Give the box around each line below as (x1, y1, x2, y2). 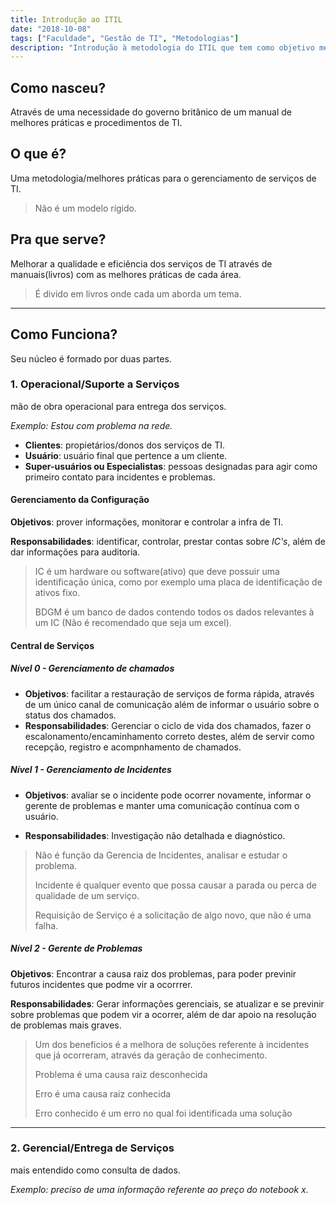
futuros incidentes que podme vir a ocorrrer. (10, 978, 193, 990)
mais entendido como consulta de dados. (10, 1164, 181, 1176)
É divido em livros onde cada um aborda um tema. (34, 287, 242, 300)
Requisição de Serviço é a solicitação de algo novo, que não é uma (34, 909, 312, 921)
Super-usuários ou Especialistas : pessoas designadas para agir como (24, 460, 318, 472)
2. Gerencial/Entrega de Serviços (10, 1141, 175, 1155)
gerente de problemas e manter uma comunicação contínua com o (24, 799, 300, 811)
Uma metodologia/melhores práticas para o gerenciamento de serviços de (10, 172, 317, 184)
